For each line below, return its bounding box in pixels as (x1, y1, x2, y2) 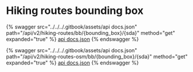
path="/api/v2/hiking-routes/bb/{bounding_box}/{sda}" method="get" (6, 29, 175, 36)
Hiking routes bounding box (6, 4, 144, 17)
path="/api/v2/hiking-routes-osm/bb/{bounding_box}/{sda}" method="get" (6, 53, 188, 60)
